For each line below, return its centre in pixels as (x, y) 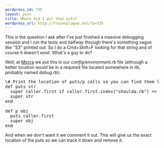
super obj (22, 121)
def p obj (17, 111)
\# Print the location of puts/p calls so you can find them (80, 82)
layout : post (18, 14)
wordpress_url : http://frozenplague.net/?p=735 (54, 23)
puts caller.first (32, 116)
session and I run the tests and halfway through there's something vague (79, 42)
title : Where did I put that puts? (41, 19)
